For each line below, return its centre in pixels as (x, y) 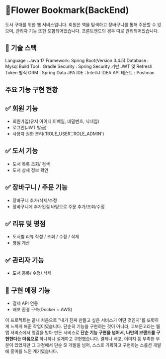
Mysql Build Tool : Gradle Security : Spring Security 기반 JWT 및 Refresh (79, 66)
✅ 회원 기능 (22, 108)
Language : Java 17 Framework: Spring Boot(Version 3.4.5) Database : (77, 60)
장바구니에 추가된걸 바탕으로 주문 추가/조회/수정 (59, 206)
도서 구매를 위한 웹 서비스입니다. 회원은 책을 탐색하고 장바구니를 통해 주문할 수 (81, 24)
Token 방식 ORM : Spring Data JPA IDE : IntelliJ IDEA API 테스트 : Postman (80, 72)
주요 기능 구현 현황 (32, 90)
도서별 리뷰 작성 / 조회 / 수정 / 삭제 (46, 237)
